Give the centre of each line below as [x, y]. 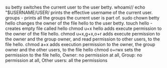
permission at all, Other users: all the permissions [56, 60]
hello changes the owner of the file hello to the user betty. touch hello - [79, 23]
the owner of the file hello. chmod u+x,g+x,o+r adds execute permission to [83, 34]
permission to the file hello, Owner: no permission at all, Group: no [74, 55]
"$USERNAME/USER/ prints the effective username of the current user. [79, 12]
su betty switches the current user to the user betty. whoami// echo [75, 7]
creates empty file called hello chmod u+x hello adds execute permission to [83, 28]
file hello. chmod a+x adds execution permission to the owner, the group [80, 44]
